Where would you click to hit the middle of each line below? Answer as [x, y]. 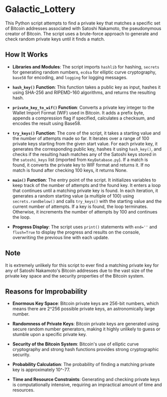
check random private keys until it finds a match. [55, 39]
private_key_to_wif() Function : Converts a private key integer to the [83, 107]
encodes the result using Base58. [47, 123]
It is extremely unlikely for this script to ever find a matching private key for [82, 265]
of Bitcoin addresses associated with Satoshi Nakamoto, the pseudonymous [83, 28]
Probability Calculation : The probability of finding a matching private [83, 364]
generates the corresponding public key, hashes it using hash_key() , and [87, 149]
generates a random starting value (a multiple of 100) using [73, 195]
